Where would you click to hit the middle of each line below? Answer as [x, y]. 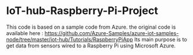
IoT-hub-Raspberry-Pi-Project [82, 11]
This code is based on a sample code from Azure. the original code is [91, 27]
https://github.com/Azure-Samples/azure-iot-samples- [112, 33]
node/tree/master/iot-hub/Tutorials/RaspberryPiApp [70, 39]
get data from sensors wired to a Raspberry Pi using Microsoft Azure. [91, 46]
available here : [25, 33]
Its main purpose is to [161, 39]
